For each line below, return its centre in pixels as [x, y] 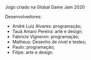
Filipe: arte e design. [33, 52]
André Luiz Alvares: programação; [47, 26]
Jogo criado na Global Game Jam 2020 [45, 7]
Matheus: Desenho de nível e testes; [49, 42]
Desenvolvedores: [23, 16]
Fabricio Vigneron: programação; [46, 37]
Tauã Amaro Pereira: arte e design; [47, 31]
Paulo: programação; [33, 47]
